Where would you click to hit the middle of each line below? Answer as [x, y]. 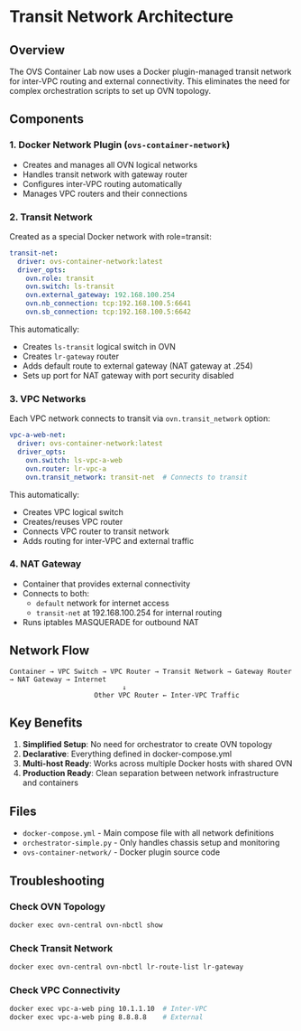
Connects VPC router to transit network [96, 531]
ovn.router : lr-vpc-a [66, 469]
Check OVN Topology [58, 906]
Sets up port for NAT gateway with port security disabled [128, 375]
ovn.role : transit [60, 278]
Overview [37, 50]
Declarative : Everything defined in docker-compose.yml [127, 754]
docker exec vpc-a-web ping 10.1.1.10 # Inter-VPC [108, 1009]
